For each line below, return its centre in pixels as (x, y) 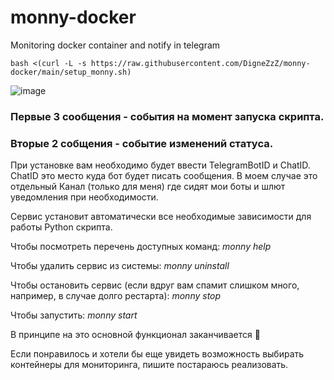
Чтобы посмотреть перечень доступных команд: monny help (141, 247)
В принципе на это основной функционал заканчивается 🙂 (135, 335)
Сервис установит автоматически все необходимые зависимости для (161, 217)
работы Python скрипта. (61, 227)
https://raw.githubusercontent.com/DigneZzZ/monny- (200, 63)
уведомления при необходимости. (84, 197)
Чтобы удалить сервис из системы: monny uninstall (120, 266)
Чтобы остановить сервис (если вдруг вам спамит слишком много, (155, 285)
